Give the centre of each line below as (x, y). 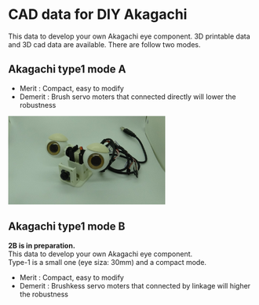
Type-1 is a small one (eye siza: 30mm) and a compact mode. (107, 262)
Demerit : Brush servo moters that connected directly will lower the (128, 97)
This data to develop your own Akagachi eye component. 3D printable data (129, 36)
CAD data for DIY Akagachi (98, 15)
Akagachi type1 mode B (67, 227)
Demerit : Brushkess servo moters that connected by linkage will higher (135, 285)
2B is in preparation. (42, 245)
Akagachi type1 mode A (67, 70)
